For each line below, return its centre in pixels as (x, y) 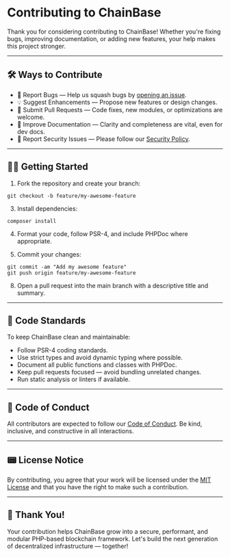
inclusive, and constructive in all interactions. (71, 431)
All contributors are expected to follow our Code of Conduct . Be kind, (105, 424)
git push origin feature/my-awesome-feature (72, 273)
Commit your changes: (49, 254)
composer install (32, 221)
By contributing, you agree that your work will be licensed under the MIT (109, 480)
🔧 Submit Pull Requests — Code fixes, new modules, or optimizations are (120, 109)
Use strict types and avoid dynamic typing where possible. (100, 358)
